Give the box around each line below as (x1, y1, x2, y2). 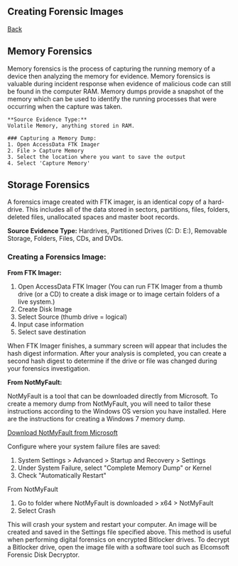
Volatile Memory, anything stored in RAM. (7, 122, 135, 129)
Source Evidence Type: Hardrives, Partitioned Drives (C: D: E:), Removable (7, 227, 227, 235)
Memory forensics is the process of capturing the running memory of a (7, 64, 215, 73)
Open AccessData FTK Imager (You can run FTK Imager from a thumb (17, 282, 223, 291)
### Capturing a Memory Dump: (7, 135, 97, 142)
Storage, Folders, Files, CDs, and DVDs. (7, 235, 124, 243)
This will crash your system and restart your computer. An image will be (7, 520, 217, 528)
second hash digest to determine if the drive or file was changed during (7, 356, 217, 365)
